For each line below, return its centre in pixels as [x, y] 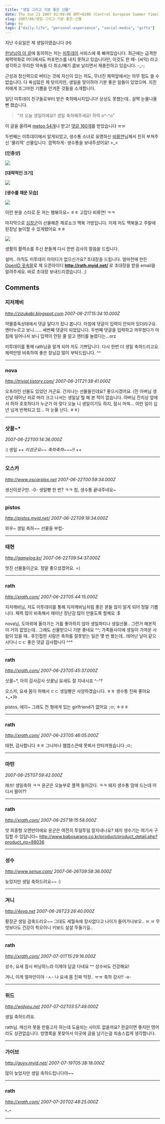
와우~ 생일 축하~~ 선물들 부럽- [35, 528]
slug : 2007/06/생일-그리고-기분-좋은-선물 [43, 19]
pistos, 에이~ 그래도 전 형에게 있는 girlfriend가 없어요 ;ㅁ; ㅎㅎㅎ [67, 707]
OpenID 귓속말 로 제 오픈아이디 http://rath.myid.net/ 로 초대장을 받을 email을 [80, 266]
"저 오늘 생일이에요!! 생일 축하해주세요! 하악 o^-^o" [66, 116]
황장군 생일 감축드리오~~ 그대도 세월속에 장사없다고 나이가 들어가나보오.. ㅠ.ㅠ [80, 922]
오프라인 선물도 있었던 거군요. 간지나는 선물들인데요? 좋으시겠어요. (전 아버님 [78, 391]
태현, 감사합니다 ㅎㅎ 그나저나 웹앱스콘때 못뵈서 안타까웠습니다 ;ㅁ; [69, 745]
